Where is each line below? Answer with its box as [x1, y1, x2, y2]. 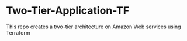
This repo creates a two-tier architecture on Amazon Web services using [6, 23, 181, 30]
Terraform [6, 29, 30, 36]
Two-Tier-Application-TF [6, 4, 130, 17]
